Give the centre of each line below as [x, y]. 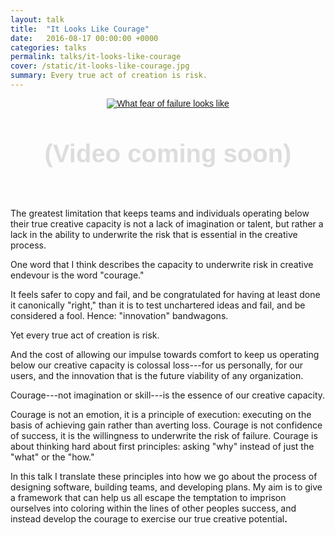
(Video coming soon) [168, 153]
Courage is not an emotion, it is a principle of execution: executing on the [161, 414]
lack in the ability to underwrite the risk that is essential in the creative [154, 234]
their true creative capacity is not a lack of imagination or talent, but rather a [167, 223]
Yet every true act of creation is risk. [85, 335]
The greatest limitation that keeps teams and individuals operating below [160, 213]
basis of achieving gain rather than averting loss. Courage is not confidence [166, 425]
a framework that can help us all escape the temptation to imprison [148, 497]
